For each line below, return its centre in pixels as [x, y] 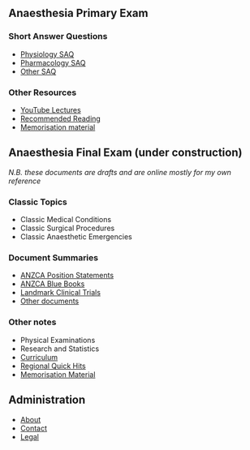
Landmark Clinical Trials [60, 293]
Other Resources [43, 92]
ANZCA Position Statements [67, 276]
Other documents [50, 301]
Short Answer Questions [58, 36]
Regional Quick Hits [53, 366]
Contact [33, 428]
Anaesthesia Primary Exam [78, 13]
